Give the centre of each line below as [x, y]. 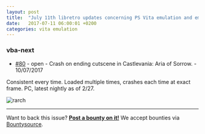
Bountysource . [25, 124]
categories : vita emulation [42, 29]
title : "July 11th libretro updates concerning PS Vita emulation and [99, 18]
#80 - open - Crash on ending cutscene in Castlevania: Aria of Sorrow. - [106, 63]
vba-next [20, 51]
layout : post [23, 12]
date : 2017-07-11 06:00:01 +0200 [52, 23]
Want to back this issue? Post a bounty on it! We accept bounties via [93, 118]
